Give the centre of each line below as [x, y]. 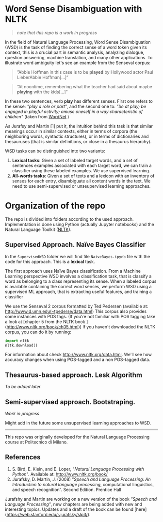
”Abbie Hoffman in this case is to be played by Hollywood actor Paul [85, 72]
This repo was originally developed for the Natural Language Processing [77, 437]
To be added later [23, 387]
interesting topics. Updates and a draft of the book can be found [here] [76, 509]
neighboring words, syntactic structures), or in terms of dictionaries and [77, 136]
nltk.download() [21, 345]
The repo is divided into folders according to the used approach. [69, 219]
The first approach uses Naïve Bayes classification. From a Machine [73, 271]
